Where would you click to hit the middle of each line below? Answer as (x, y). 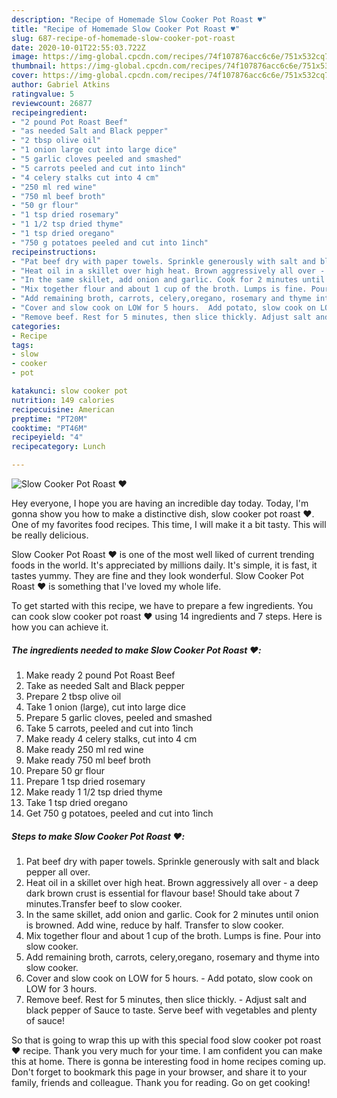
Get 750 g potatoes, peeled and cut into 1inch (119, 813)
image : (25, 57)
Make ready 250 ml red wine (84, 749)
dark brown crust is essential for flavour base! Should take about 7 (162, 893)
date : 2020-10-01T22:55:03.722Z (78, 47)
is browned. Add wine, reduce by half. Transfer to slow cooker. (154, 925)
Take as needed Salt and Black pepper (105, 685)
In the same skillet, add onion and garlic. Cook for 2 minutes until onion (172, 914)
